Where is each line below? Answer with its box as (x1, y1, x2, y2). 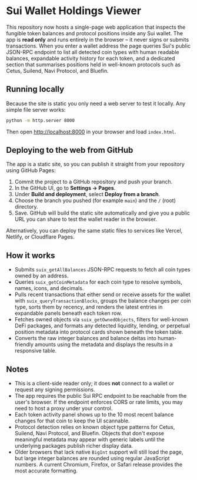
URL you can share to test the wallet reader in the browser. (14, 216, 158, 223)
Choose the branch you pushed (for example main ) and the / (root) (14, 197, 176, 204)
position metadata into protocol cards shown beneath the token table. (14, 328, 183, 335)
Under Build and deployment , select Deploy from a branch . (14, 191, 161, 198)
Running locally (6, 84, 65, 95)
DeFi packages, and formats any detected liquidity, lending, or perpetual (14, 322, 190, 330)
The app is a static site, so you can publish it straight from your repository (6, 160, 185, 168)
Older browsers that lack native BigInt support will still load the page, (14, 448, 183, 456)
